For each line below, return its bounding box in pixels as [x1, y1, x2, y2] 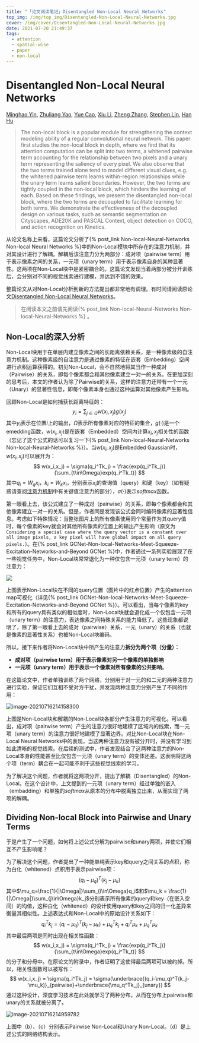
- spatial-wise [11, 42, 49, 48]
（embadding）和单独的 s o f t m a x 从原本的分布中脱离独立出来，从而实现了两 [6, 788, 189, 795]
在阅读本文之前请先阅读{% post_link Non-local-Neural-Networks [20, 305, 179, 312]
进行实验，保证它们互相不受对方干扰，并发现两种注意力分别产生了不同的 [6, 684, 182, 691]
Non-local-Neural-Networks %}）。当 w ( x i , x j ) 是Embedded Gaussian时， [6, 444, 181, 452]
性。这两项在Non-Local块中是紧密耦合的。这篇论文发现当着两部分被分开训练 [6, 265, 193, 272]
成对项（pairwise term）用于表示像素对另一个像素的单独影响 [14, 656, 164, 663]
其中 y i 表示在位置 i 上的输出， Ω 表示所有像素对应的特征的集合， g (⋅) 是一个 [6, 419, 180, 428]
